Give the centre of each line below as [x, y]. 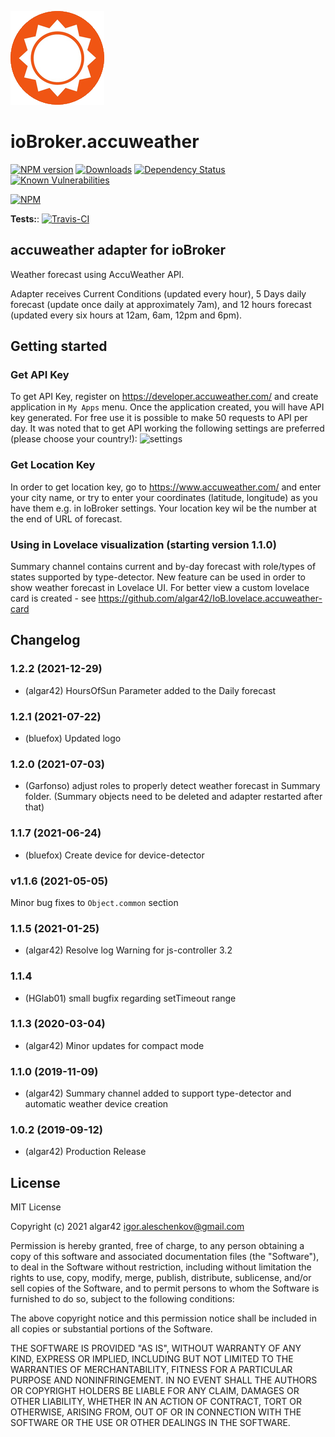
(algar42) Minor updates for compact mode [114, 1045]
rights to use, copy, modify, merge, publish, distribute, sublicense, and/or [161, 1278]
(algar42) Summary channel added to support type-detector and [158, 1093]
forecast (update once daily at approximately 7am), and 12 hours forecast [161, 304]
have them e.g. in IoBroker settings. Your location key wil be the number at [163, 508]
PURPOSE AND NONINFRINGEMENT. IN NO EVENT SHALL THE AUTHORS [164, 1380]
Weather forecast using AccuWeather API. [97, 274]
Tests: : [25, 218]
